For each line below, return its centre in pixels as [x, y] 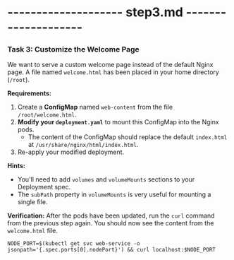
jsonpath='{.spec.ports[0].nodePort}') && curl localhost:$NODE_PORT [112, 250]
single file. [32, 202]
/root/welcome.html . [47, 114]
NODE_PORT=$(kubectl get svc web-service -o [74, 244]
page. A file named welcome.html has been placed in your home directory [113, 72]
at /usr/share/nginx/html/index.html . [83, 145]
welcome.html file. [33, 231]
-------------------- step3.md [95, 12]
